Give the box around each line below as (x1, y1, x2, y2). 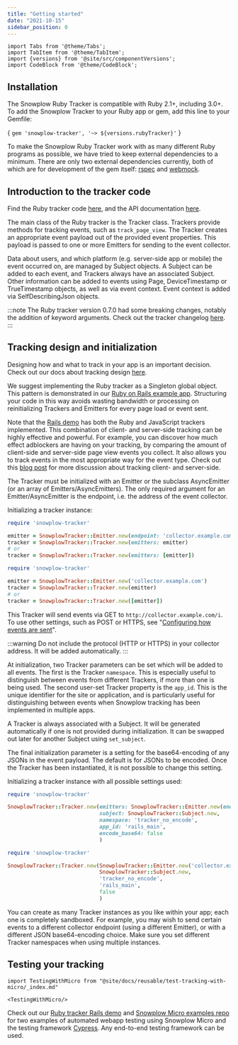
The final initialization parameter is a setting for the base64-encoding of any (7, 748, 230, 756)
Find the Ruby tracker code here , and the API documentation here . (7, 204, 201, 213)
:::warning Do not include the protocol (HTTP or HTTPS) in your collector (7, 639, 220, 648)
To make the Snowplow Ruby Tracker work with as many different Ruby (7, 143, 216, 151)
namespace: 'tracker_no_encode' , (98, 817, 198, 824)
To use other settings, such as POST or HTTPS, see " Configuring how (7, 618, 211, 626)
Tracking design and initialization (7, 341, 157, 353)
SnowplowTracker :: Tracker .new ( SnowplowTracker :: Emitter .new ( (7, 862, 192, 869)
